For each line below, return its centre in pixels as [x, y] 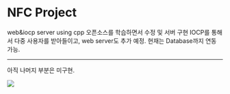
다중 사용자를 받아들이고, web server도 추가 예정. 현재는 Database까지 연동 [115, 41]
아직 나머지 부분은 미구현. [41, 70]
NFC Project [42, 13]
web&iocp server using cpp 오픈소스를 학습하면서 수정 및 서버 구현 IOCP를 [108, 32]
